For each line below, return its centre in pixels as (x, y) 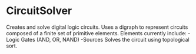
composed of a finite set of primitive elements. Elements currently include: (96, 33)
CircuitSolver (39, 11)
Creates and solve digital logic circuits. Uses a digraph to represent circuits (97, 27)
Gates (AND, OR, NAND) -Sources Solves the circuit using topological (105, 39)
